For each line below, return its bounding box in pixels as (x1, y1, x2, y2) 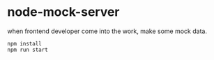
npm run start (7, 46, 49, 53)
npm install (7, 40, 42, 47)
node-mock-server (7, 4, 120, 20)
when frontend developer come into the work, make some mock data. (7, 27, 208, 35)
